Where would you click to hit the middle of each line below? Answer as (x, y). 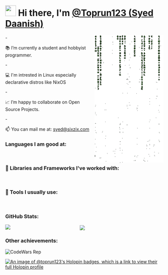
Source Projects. (22, 109)
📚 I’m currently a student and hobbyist (46, 47)
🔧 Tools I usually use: (31, 192)
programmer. (19, 55)
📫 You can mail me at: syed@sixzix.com (47, 129)
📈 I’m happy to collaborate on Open (43, 102)
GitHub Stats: (22, 216)
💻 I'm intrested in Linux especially (41, 75)
